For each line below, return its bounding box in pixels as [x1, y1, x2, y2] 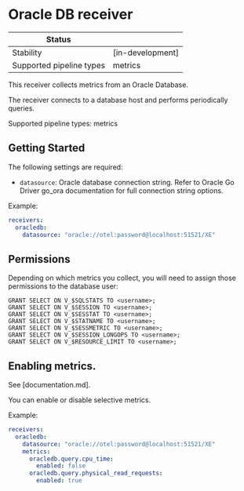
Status [46, 34, 71, 45]
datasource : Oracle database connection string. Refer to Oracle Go [19, 177, 235, 187]
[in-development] [112, 47, 179, 58]
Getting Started [8, 141, 86, 155]
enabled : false [36, 462, 86, 470]
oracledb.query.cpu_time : [28, 455, 114, 463]
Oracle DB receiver [8, 5, 133, 24]
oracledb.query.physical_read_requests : [28, 469, 163, 478]
